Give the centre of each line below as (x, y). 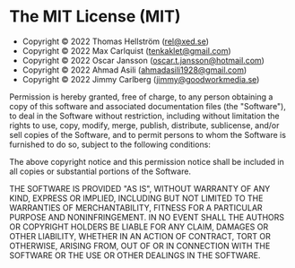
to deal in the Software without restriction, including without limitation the (144, 116)
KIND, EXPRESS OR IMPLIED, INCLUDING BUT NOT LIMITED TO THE (136, 198)
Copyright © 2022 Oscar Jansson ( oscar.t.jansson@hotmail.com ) (143, 60)
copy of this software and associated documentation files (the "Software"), (148, 106)
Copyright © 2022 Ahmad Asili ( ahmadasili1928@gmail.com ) (134, 70)
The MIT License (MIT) (95, 17)
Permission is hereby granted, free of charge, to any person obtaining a (141, 97)
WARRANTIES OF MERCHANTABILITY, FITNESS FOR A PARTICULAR (136, 207)
